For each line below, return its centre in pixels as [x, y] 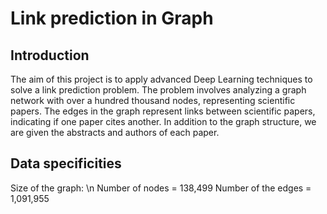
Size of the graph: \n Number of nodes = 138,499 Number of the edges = [161, 188]
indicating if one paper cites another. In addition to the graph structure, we [163, 121]
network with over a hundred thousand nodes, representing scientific [153, 100]
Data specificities [66, 163]
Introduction [50, 55]
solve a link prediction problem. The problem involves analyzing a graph [158, 90]
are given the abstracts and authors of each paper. [115, 132]
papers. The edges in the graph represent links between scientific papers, [163, 111]
